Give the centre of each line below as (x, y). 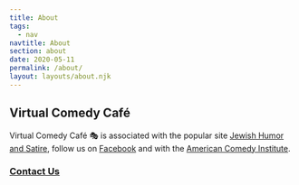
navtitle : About (40, 43)
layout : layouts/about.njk (60, 77)
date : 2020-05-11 (42, 60)
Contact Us (35, 171)
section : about (38, 51)
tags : (19, 26)
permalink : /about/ (46, 69)
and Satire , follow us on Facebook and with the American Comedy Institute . (150, 148)
